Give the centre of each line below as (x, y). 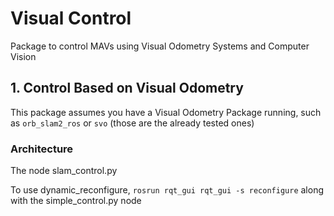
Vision (23, 56)
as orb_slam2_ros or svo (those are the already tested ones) (132, 123)
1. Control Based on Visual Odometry (127, 88)
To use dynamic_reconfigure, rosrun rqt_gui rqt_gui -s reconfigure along (167, 190)
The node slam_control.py (64, 171)
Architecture (42, 149)
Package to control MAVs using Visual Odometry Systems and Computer (160, 46)
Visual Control (71, 18)
